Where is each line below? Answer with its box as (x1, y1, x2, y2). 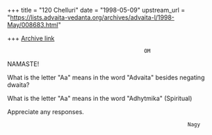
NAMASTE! (7, 60, 40, 68)
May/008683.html (7, 21, 58, 29)
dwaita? (7, 81, 30, 89)
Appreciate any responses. (7, 108, 85, 116)
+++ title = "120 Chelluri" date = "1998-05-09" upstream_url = (7, 6, 186, 14)
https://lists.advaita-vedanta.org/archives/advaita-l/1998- (10, 13, 175, 22)
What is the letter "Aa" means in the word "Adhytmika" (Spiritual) (7, 94, 193, 102)
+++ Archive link (7, 34, 55, 42)
